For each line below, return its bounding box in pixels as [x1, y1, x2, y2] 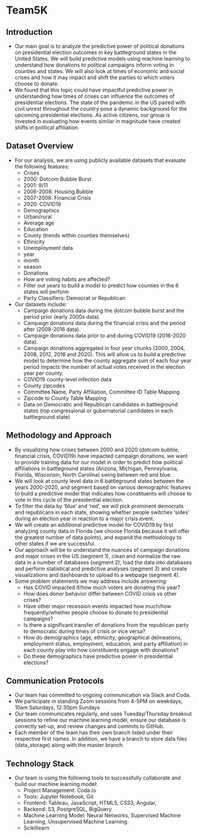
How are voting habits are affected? [23, 275, 110, 283]
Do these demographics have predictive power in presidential [23, 652, 173, 660]
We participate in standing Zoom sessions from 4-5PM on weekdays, [14, 698, 183, 705]
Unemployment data [23, 244, 73, 251]
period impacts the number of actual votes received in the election [23, 363, 186, 370]
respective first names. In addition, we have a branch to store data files [14, 735, 187, 742]
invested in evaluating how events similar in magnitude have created [14, 118, 181, 124]
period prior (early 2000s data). [23, 313, 101, 320]
